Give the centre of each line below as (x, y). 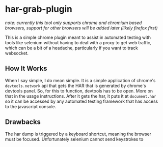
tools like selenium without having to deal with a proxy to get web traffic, (78, 42)
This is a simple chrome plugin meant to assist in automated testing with (78, 37)
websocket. (17, 53)
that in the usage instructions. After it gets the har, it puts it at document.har (81, 96)
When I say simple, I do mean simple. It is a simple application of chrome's (80, 80)
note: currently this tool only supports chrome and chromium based (74, 23)
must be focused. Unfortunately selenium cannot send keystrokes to (74, 139)
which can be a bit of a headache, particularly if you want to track (72, 48)
